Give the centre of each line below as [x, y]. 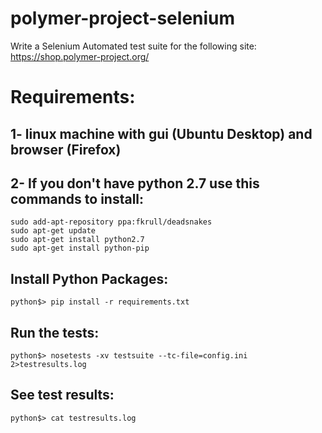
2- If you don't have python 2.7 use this [135, 183]
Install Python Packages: [89, 278]
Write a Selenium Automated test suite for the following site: [133, 46]
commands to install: [77, 198]
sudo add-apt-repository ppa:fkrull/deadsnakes [111, 222]
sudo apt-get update [53, 231]
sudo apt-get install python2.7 [77, 240]
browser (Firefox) [66, 149]
